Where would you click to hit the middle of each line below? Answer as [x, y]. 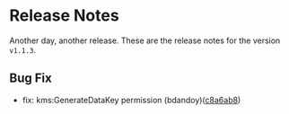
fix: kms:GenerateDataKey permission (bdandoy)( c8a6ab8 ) [131, 100]
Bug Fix [31, 79]
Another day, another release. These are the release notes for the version [145, 40]
